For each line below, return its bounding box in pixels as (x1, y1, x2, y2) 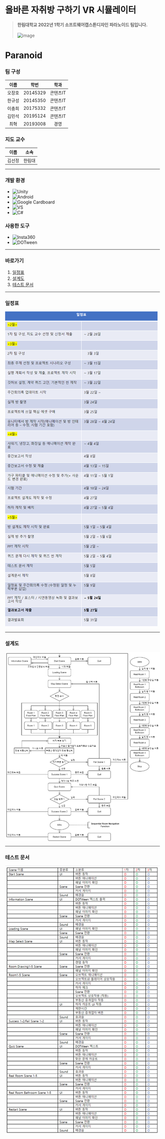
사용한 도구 (5, 223, 30, 230)
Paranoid (5, 50, 43, 61)
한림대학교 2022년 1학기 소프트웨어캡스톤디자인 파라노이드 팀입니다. (17, 22, 148, 28)
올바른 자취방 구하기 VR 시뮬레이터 (5, 4, 137, 16)
